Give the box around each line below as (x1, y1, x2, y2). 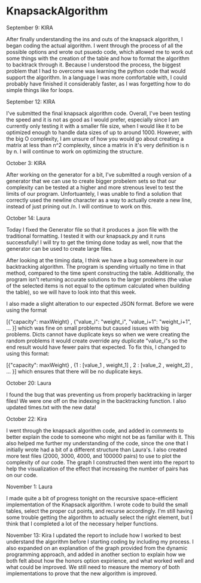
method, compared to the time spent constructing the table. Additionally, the (6, 269, 194, 277)
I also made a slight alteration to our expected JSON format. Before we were (6, 300, 194, 307)
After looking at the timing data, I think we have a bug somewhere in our (6, 256, 184, 264)
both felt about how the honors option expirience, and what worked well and (6, 557, 194, 564)
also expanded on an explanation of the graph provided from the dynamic (6, 544, 188, 551)
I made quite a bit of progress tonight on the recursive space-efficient (6, 494, 178, 502)
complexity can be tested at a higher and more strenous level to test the (6, 184, 184, 191)
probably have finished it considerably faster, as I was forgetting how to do (6, 80, 191, 87)
